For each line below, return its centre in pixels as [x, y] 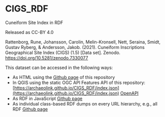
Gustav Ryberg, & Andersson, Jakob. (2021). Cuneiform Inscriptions [75, 47]
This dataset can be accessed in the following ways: [59, 67]
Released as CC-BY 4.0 [29, 32]
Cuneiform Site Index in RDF [34, 22]
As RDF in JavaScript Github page [47, 98]
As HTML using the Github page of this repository [63, 77]
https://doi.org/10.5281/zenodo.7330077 [47, 57]
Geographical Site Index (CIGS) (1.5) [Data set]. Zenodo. [63, 52]
